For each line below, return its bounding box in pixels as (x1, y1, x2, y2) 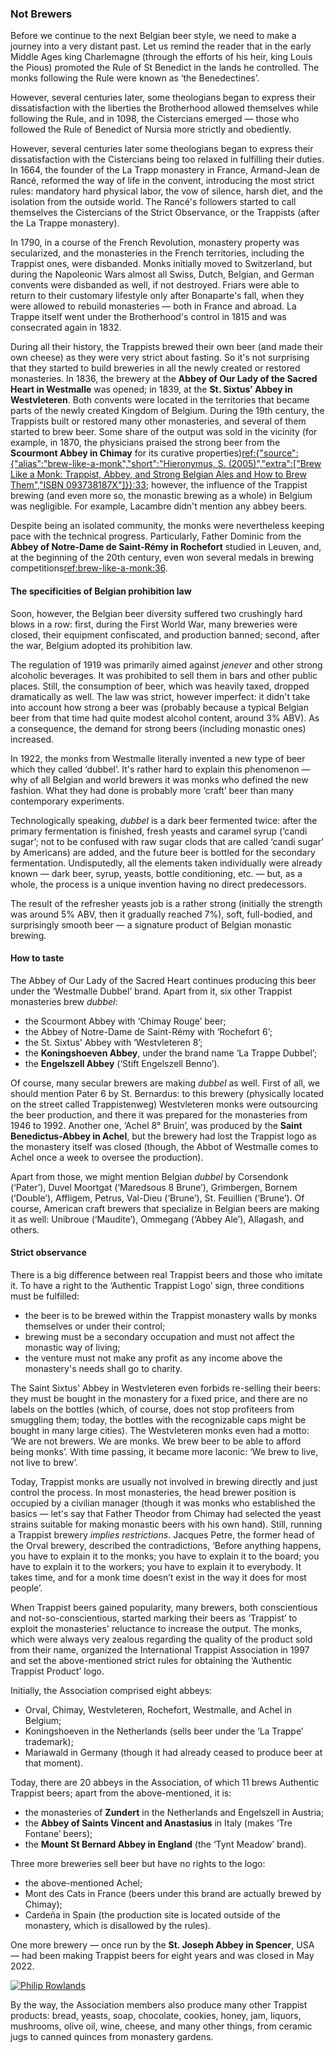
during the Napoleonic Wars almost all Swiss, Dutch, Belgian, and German (10, 268, 315, 281)
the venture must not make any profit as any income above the (24, 1352, 283, 1364)
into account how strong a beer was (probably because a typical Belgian (10, 701, 309, 713)
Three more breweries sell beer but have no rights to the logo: (10, 1857, 266, 1869)
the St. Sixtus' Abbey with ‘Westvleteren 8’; (24, 1036, 203, 1048)
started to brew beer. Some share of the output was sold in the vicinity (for (10, 426, 318, 438)
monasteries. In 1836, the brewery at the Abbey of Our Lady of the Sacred (10, 373, 318, 385)
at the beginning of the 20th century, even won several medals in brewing (10, 552, 315, 564)
